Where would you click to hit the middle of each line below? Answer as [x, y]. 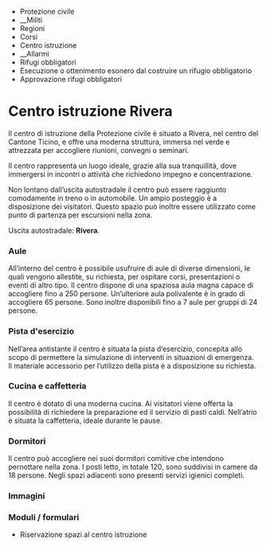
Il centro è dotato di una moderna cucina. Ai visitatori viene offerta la [121, 403]
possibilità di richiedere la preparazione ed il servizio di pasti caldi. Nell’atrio [133, 412]
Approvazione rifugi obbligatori [70, 79]
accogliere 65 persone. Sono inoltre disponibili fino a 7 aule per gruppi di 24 [133, 303]
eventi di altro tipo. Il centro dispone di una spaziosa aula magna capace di [131, 285]
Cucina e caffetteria [47, 386]
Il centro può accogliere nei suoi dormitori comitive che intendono [116, 459]
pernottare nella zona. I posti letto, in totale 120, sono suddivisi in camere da [133, 467]
